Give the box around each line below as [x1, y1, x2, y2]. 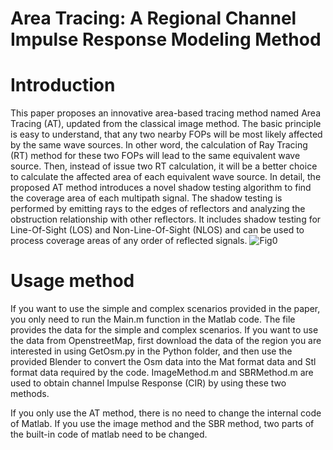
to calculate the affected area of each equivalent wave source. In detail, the [10, 171, 322, 183]
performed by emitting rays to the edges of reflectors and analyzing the [10, 203, 306, 215]
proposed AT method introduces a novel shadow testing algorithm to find [10, 182, 312, 194]
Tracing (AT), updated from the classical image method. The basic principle [10, 118, 322, 130]
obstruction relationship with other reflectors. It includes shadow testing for [10, 213, 322, 226]
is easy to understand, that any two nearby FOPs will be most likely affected [10, 128, 323, 141]
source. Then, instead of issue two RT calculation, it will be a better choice [10, 160, 318, 172]
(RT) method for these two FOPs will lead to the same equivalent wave [10, 150, 301, 162]
